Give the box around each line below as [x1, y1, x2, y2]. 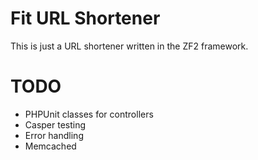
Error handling [24, 129, 84, 141]
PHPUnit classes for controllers [24, 108, 154, 120]
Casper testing [24, 118, 87, 131]
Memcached [24, 140, 77, 152]
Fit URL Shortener [10, 7, 161, 30]
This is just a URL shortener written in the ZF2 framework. [10, 40, 249, 52]
